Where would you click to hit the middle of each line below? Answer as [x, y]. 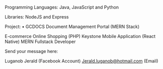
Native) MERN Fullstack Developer [40, 41]
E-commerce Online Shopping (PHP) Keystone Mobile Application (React [80, 36]
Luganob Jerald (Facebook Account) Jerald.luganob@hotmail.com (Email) [81, 61]
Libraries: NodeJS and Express [37, 17]
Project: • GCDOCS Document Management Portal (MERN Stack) [72, 26]
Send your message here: [31, 51]
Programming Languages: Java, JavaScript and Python [62, 7]
